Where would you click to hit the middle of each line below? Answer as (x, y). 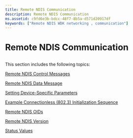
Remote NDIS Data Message (34, 83)
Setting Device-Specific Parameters (41, 92)
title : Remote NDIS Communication (40, 10)
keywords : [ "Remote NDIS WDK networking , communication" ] (67, 23)
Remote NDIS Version (27, 121)
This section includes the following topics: (48, 64)
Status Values (19, 131)
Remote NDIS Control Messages (38, 73)
